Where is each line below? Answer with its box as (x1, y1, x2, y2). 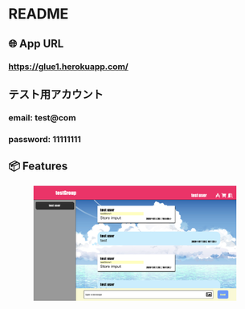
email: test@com (8, 112, 76, 123)
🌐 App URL (8, 37, 64, 51)
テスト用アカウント (8, 87, 104, 101)
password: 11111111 (8, 133, 82, 144)
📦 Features (8, 160, 68, 173)
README (8, 5, 69, 23)
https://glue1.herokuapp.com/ (8, 61, 129, 72)
